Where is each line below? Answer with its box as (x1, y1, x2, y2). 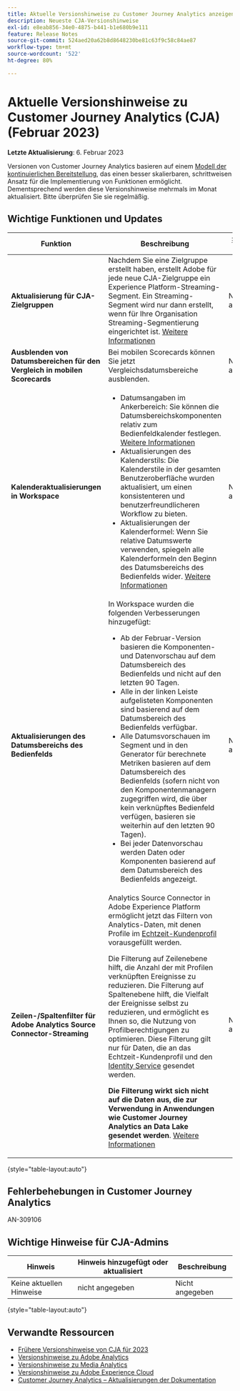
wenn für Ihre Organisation (108, 309, 198, 319)
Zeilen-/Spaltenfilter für (11, 1010, 96, 1020)
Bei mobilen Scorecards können (108, 347, 216, 357)
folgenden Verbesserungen (108, 608, 200, 618)
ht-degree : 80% (7, 57, 53, 64)
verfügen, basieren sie (120, 812, 196, 822)
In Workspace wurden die (108, 599, 194, 609)
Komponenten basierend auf (120, 856, 216, 866)
